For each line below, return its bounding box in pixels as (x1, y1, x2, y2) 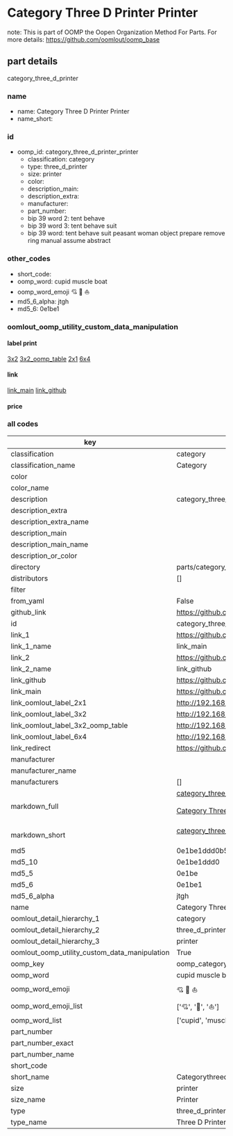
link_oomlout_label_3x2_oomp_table (10, 720, 128, 730)
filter (10, 585, 26, 594)
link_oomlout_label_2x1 (10, 697, 87, 707)
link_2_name (10, 663, 52, 673)
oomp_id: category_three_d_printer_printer (17, 148, 139, 156)
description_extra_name (10, 516, 89, 526)
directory (10, 562, 40, 571)
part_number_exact (10, 1038, 74, 1048)
